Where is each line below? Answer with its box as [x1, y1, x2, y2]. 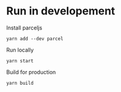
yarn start [6, 58, 34, 64]
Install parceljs [6, 24, 42, 31]
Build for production [6, 68, 56, 76]
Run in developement [6, 4, 116, 18]
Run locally [6, 46, 34, 54]
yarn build [6, 80, 34, 86]
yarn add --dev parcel [6, 35, 64, 41]
